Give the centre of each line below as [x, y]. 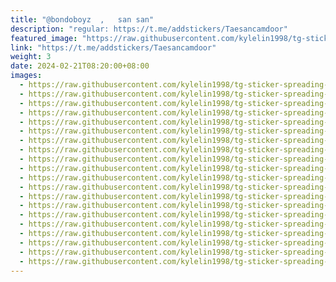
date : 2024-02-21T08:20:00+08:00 [80, 66]
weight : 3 [31, 57]
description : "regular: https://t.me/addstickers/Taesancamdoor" [149, 29]
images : [26, 76]
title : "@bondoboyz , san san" [82, 19]
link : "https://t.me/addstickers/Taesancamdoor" [113, 47]
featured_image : [44, 38]
